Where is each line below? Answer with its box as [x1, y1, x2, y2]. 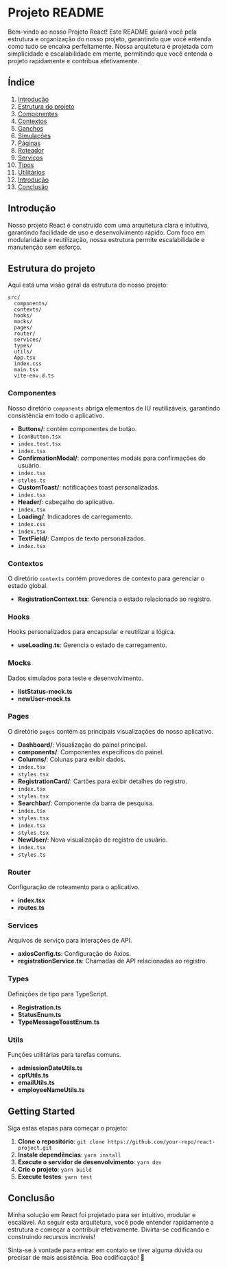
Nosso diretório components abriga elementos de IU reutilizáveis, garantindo [8, 404, 220, 412]
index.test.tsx [17, 440, 62, 448]
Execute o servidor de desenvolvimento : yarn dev [17, 1157, 162, 1166]
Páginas [17, 139, 41, 147]
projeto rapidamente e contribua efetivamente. [8, 56, 139, 65]
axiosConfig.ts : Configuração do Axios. [17, 950, 131, 958]
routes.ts [17, 904, 45, 912]
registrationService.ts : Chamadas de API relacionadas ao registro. [17, 957, 208, 965]
